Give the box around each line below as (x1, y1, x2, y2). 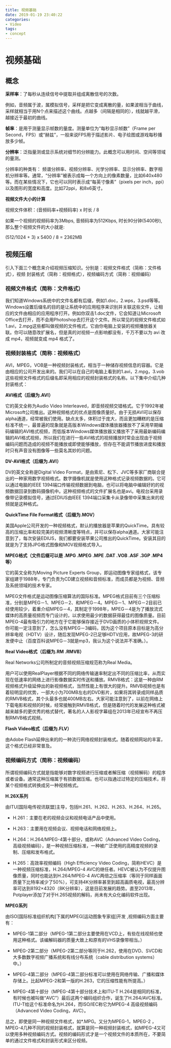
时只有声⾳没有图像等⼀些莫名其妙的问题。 (5, 448, 95, 454)
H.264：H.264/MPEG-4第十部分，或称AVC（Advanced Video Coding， (12, 836, 163, 842)
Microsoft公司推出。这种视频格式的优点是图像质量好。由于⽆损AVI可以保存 (5, 409, 162, 416)
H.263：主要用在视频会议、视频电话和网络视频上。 (12, 825, 120, 832)
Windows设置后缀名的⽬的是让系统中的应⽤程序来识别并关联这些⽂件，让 (5, 304, 159, 310)
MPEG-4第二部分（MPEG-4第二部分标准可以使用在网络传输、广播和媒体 (12, 971, 164, 977)
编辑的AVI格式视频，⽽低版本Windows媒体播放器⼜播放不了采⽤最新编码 (9, 428, 161, 434)
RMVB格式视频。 (9, 715, 45, 721)
